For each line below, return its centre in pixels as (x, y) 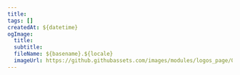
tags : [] (20, 21)
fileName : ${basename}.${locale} (64, 54)
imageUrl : (28, 61)
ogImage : (20, 34)
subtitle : (28, 47)
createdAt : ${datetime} (43, 27)
